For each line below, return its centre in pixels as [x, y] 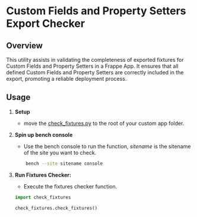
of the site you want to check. [60, 152]
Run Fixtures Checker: [43, 175]
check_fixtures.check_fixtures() [56, 208]
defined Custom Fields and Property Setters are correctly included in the [95, 72]
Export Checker [45, 23]
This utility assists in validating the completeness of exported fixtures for [95, 60]
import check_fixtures [43, 197]
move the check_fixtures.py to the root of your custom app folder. [104, 123]
